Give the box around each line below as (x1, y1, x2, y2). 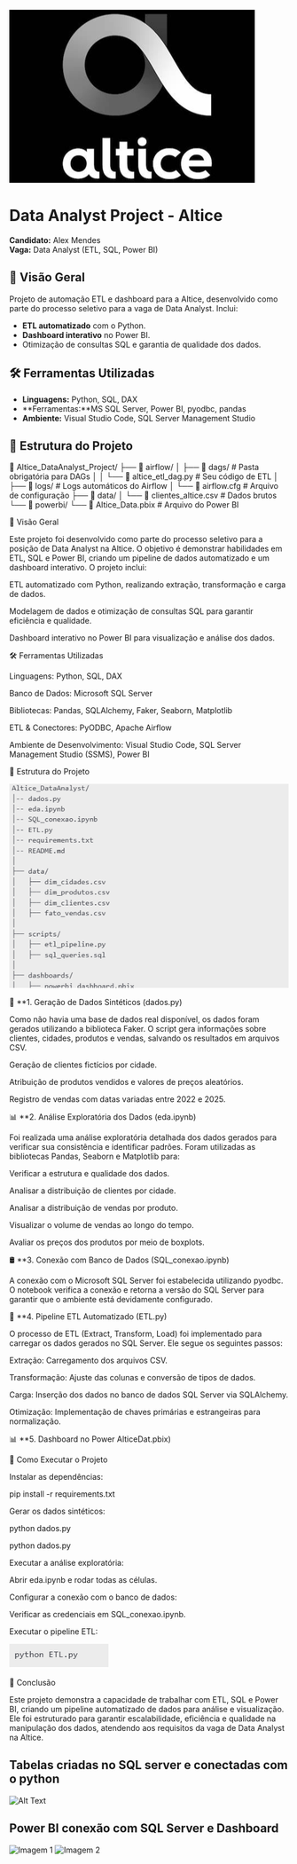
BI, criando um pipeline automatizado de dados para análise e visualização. (9, 1703, 285, 1714)
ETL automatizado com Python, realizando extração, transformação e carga (9, 579, 286, 590)
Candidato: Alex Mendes (9, 234, 101, 245)
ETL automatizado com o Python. (21, 320, 146, 331)
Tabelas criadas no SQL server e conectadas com (9, 1758, 288, 1773)
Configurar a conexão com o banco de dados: (9, 1592, 177, 1602)
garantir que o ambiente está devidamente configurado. (9, 1294, 214, 1304)
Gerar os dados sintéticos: (9, 1506, 106, 1516)
